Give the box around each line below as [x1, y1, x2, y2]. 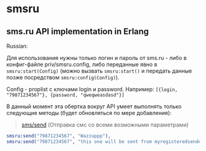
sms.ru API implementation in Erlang [6, 26, 149, 37]
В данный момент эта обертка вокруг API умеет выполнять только [6, 103, 182, 110]
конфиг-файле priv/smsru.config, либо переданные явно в [6, 61, 158, 68]
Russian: [6, 42, 28, 50]
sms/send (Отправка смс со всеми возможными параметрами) [21, 121, 189, 128]
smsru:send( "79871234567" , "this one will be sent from [6, 138, 152, 145]
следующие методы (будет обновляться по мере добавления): [6, 109, 172, 116]
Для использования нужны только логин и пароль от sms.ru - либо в [6, 54, 187, 61]
